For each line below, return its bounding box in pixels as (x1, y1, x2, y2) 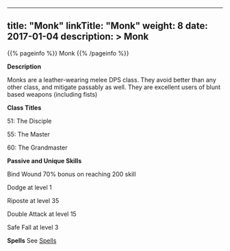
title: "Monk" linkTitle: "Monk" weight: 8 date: (7, 20, 208, 32)
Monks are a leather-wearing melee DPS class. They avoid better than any (7, 75, 217, 84)
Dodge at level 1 (7, 183, 53, 191)
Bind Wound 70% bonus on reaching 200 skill (7, 169, 136, 178)
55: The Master (7, 130, 50, 138)
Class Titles (7, 104, 42, 112)
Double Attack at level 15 (7, 210, 77, 218)
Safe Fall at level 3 (7, 223, 59, 231)
